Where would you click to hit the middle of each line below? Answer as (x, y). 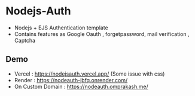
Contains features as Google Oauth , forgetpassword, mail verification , (102, 34)
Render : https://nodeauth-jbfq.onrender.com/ (71, 80)
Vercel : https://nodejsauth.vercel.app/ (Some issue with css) (89, 74)
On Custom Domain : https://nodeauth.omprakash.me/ (81, 86)
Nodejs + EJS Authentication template (61, 28)
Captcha (25, 40)
